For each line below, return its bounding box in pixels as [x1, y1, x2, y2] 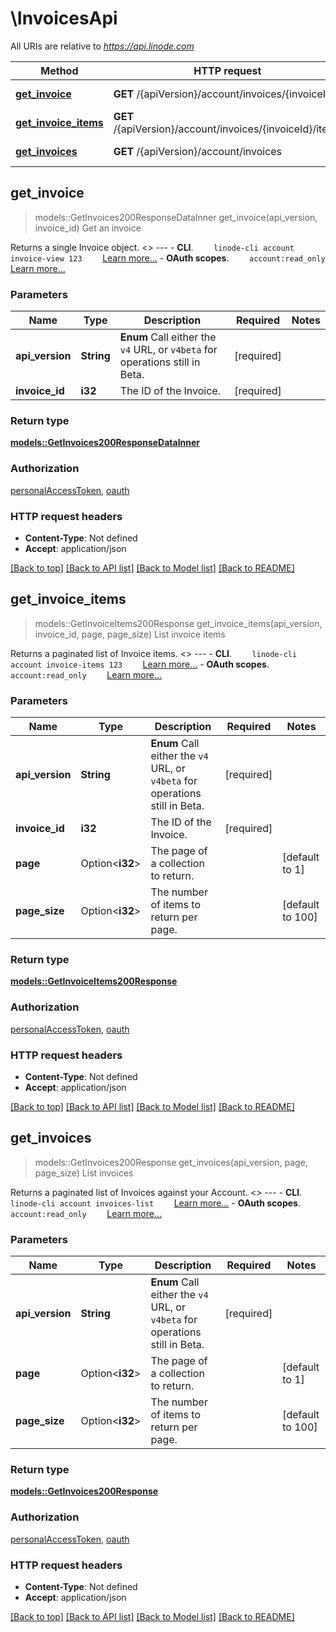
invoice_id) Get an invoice [34, 222, 142, 234]
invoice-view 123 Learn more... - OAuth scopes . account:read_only [10, 252, 326, 264]
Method [40, 63, 79, 77]
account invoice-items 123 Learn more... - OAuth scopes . [10, 658, 270, 670]
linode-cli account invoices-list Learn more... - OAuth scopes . [10, 1197, 301, 1209]
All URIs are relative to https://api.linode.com [10, 40, 195, 52]
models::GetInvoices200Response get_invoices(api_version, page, [34, 1156, 308, 1168]
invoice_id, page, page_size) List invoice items [34, 628, 226, 640]
